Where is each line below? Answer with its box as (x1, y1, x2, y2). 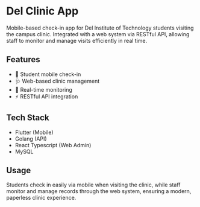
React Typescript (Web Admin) (14, 141, 92, 148)
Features (6, 54, 40, 65)
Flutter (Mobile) (14, 129, 54, 136)
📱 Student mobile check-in (14, 71, 81, 78)
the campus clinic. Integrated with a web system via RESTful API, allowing (6, 30, 190, 37)
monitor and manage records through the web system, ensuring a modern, (6, 188, 192, 195)
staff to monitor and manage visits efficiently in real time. (6, 37, 148, 44)
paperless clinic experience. (6, 194, 77, 202)
